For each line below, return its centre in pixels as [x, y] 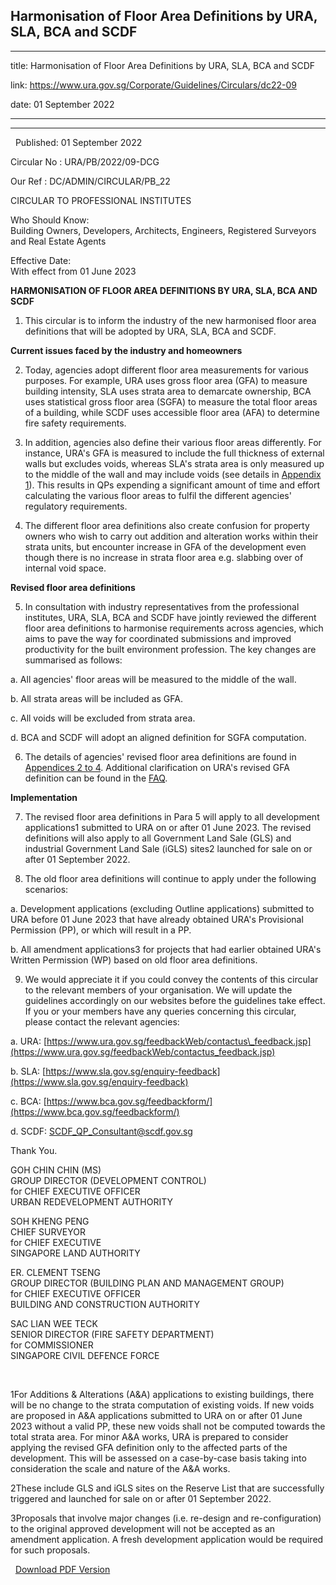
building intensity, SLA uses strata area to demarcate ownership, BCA [168, 391]
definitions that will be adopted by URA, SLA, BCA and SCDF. [150, 331]
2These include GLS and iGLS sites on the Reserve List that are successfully [167, 1488]
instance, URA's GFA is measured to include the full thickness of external [174, 453]
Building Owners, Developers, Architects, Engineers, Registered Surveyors [163, 230]
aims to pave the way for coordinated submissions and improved [158, 638]
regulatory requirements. [76, 506]
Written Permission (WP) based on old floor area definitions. [134, 960]
